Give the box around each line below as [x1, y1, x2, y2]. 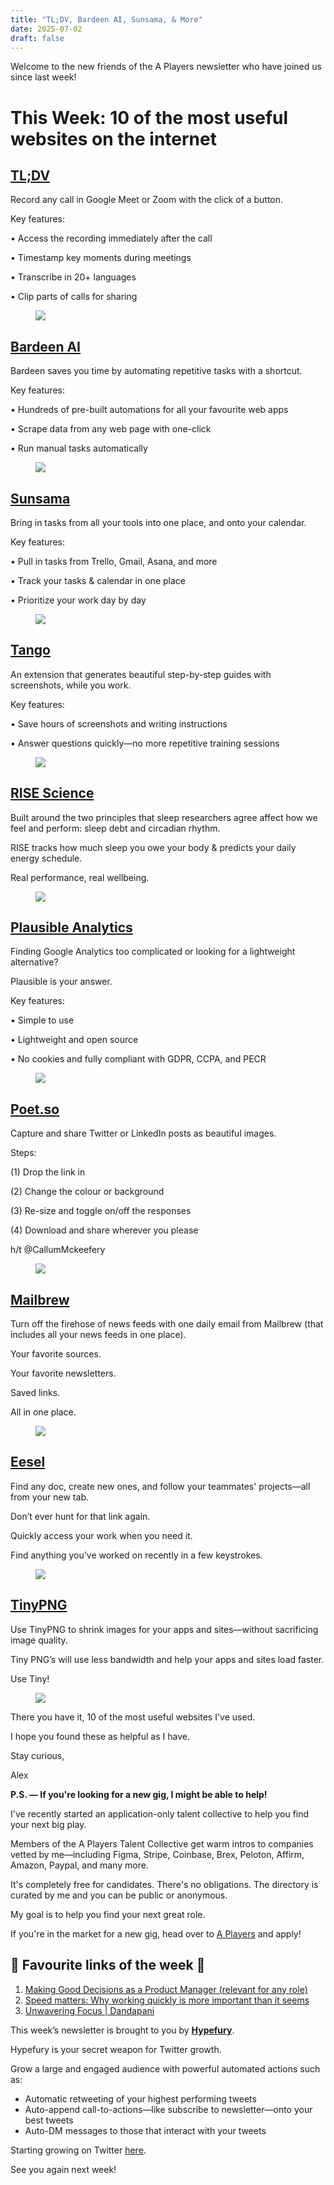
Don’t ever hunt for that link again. [10, 1510, 151, 1522]
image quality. [10, 1634, 68, 1646]
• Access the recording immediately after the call [10, 232, 213, 245]
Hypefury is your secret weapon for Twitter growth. [10, 2043, 222, 2055]
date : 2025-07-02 [10, 24, 83, 34]
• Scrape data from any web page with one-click [10, 423, 212, 435]
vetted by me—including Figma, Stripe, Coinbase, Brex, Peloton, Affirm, [10, 1848, 305, 1860]
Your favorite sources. [10, 1348, 102, 1360]
